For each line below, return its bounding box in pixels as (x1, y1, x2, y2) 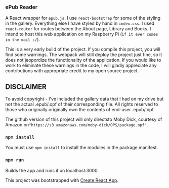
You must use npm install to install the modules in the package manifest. (5, 145, 158, 151)
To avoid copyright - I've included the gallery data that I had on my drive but (5, 96, 164, 102)
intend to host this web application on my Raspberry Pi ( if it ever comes (5, 31, 158, 37)
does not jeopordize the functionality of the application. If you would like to (5, 57, 161, 63)
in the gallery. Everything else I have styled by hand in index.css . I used (5, 20, 155, 26)
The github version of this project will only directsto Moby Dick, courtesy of (5, 116, 162, 122)
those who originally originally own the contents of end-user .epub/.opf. (5, 107, 155, 113)
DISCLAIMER (5, 82, 47, 91)
